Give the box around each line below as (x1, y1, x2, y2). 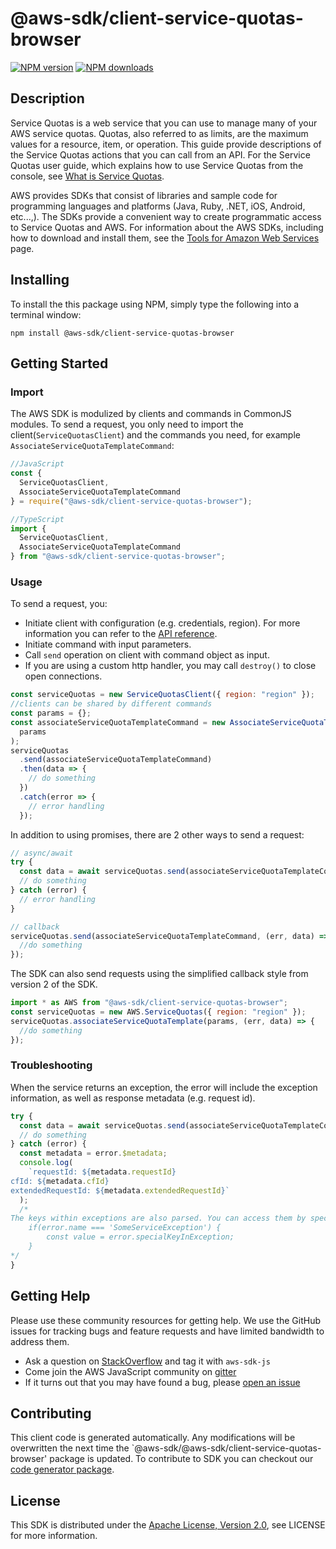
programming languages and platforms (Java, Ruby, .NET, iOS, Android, (10, 200, 306, 212)
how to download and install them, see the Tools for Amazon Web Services (10, 232, 320, 244)
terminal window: (10, 308, 82, 321)
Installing (10, 272, 70, 289)
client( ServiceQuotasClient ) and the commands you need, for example (10, 429, 301, 441)
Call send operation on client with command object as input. (24, 649, 270, 661)
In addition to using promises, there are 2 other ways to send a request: (10, 828, 305, 841)
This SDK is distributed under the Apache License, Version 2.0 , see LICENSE (10, 1519, 326, 1531)
